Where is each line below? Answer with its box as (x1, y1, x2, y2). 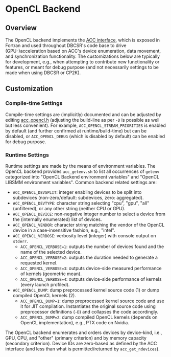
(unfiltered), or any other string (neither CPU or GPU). (12, 205, 126, 211)
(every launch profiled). (20, 281, 70, 287)
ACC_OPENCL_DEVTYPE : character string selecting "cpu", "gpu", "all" (12, 200, 150, 206)
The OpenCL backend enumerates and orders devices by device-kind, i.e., (5, 329, 162, 336)
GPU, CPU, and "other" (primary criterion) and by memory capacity (5, 334, 147, 341)
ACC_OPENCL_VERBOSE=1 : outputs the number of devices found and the (20, 243, 164, 250)
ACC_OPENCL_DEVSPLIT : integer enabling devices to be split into (12, 189, 142, 195)
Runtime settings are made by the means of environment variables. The (5, 163, 156, 169)
